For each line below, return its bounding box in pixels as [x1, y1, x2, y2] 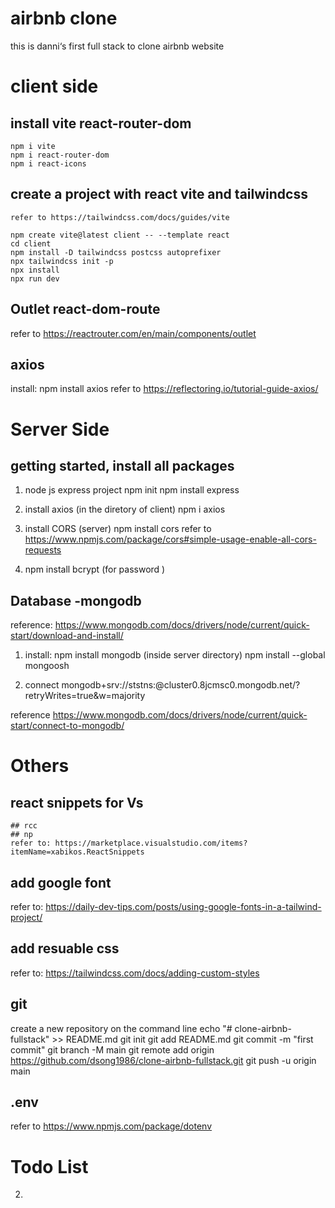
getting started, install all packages [10, 457, 235, 474]
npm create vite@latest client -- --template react [10, 230, 230, 240]
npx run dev [10, 273, 60, 284]
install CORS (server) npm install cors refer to [24, 523, 212, 535]
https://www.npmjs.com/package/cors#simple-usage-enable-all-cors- [24, 533, 317, 546]
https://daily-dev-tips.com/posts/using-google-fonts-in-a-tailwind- [45, 901, 322, 912]
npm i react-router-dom [10, 150, 110, 160]
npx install [10, 265, 60, 275]
